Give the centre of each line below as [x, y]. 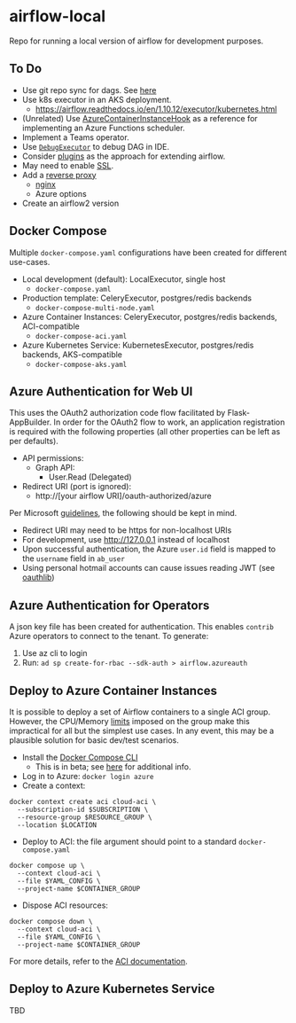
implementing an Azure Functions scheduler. [103, 128]
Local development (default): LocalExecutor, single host [124, 279]
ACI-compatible [51, 326]
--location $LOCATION [57, 825]
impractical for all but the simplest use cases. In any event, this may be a [142, 730]
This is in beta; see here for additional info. [113, 767]
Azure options [61, 193]
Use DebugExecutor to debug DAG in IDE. [96, 146]
